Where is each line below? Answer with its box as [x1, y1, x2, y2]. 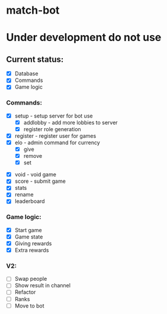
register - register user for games [14, 132, 97, 139]
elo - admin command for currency [14, 139, 101, 146]
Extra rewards [14, 246, 49, 253]
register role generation [23, 125, 81, 132]
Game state [14, 233, 43, 240]
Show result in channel [14, 282, 71, 289]
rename [14, 191, 34, 198]
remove [23, 153, 43, 160]
